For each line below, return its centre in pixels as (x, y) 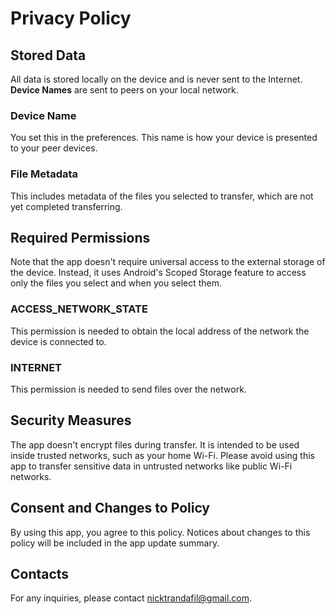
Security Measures (71, 420)
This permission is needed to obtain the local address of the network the (160, 331)
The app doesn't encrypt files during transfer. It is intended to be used (155, 444)
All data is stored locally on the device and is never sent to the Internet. (156, 79)
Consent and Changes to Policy (110, 508)
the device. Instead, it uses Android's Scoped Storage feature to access (158, 273)
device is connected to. (58, 341)
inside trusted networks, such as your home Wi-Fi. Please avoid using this (162, 455)
